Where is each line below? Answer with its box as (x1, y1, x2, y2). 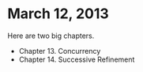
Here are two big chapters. (7, 31, 95, 40)
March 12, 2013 (7, 5, 110, 23)
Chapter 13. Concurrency (18, 46, 101, 55)
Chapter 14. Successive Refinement (18, 55, 135, 64)
